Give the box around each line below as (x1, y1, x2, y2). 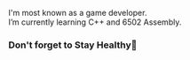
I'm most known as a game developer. (8, 8, 147, 18)
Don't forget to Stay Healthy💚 (8, 39, 138, 51)
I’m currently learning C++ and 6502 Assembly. (8, 17, 182, 27)
